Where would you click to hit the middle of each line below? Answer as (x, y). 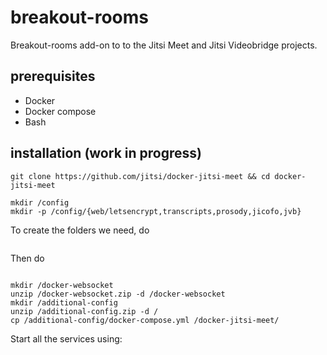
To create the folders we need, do (80, 230)
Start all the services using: (66, 338)
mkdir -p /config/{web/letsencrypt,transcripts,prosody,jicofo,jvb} (156, 211)
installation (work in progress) (106, 153)
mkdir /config (40, 202)
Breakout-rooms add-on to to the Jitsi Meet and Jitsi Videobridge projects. (164, 45)
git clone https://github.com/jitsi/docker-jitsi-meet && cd (140, 176)
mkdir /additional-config (64, 302)
